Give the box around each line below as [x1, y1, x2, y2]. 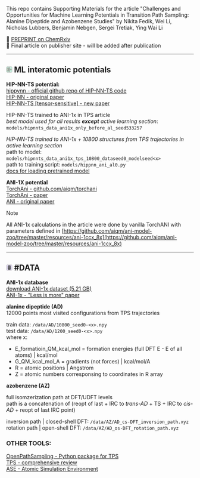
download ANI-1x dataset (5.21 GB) [6, 285, 92, 292]
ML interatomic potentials [14, 65, 111, 75]
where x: [6, 334, 28, 341]
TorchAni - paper [6, 191, 48, 199]
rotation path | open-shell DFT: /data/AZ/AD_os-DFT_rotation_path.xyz [6, 424, 179, 431]
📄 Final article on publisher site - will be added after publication [6, 42, 161, 49]
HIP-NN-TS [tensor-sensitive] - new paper [6, 100, 110, 107]
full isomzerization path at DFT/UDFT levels [6, 393, 113, 400]
